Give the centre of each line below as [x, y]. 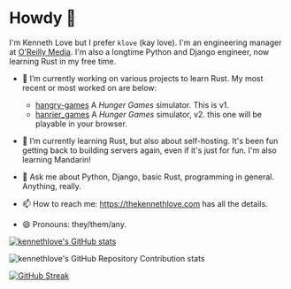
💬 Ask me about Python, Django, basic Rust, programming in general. [148, 177]
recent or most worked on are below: [89, 87]
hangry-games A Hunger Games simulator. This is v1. [132, 104]
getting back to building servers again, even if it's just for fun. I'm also [149, 150]
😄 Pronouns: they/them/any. [74, 224]
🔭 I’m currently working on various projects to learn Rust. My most [142, 78]
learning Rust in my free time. [63, 61]
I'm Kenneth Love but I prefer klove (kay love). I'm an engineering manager [145, 42]
